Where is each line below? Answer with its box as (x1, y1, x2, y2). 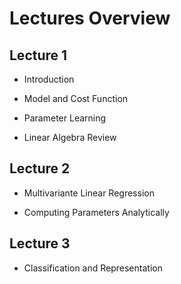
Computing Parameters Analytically (23, 206, 170, 218)
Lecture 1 (9, 47, 68, 64)
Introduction (23, 73, 75, 85)
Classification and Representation (23, 262, 163, 274)
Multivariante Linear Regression (23, 187, 155, 199)
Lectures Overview (9, 7, 171, 30)
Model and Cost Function (23, 93, 129, 104)
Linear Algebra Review (23, 132, 117, 143)
